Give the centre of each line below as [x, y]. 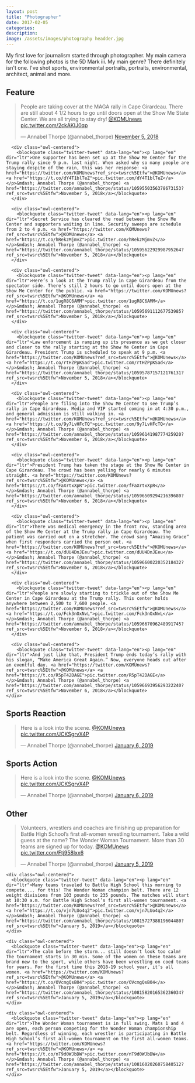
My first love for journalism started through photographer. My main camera [96, 55]
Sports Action [32, 764]
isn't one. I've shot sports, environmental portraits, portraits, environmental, [97, 68]
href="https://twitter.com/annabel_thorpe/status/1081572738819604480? [95, 921]
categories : [20, 28]
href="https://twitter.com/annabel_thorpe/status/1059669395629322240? [95, 685]
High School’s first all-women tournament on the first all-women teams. [98, 1039]
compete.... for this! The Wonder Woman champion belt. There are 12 [93, 890]
